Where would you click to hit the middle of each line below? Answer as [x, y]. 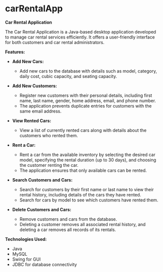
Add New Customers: [35, 86]
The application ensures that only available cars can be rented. [83, 170]
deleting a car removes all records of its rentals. [68, 230]
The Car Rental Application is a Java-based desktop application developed [81, 32]
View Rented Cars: [32, 120]
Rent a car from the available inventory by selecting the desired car [87, 155]
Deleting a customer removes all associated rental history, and [82, 224]
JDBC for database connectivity [44, 264]
